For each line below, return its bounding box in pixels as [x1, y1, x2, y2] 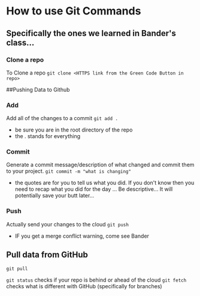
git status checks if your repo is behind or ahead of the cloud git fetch [6, 276, 187, 283]
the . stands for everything [14, 133, 81, 140]
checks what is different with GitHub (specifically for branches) [6, 282, 163, 289]
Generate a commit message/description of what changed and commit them [6, 161, 195, 169]
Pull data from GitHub [6, 250, 89, 260]
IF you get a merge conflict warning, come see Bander [14, 232, 150, 240]
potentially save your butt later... [14, 192, 95, 199]
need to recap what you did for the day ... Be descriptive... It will [14, 186, 173, 193]
